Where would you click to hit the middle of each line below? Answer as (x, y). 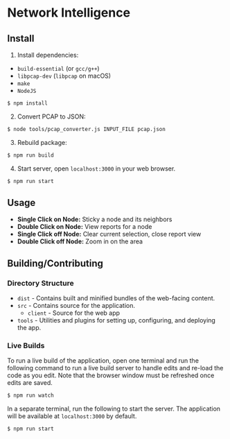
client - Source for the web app (73, 313)
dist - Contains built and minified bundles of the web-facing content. (116, 298)
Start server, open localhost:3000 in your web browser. (96, 169)
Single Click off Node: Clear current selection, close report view (109, 234)
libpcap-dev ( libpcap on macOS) (64, 76)
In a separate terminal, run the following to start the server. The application (114, 409)
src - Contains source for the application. (76, 305)
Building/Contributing (55, 263)
